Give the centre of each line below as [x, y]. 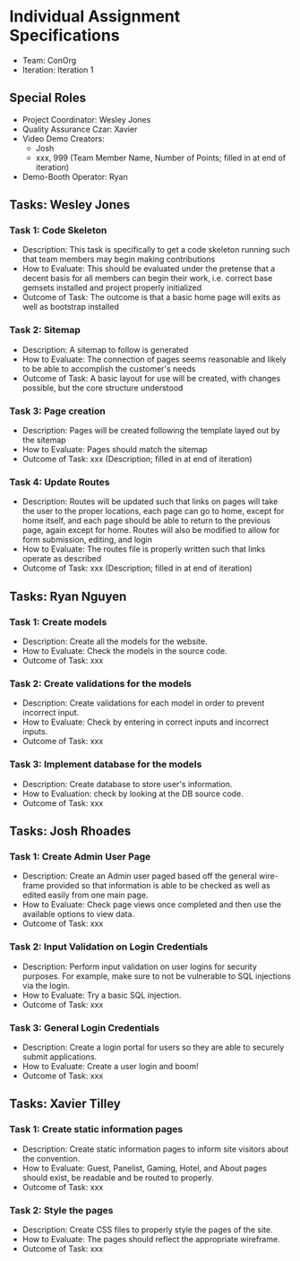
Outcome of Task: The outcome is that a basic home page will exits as [151, 297]
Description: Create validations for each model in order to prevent [143, 703]
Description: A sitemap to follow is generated [105, 349]
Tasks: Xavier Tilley [65, 1104]
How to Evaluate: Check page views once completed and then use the [152, 905]
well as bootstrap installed [70, 307]
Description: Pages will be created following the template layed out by [151, 431]
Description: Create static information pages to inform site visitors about [155, 1149]
